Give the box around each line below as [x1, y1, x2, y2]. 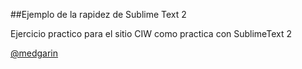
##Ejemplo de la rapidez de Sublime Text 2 [10, 9, 187, 20]
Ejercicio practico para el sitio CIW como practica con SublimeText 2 [10, 28, 292, 39]
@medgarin [10, 47, 59, 59]
